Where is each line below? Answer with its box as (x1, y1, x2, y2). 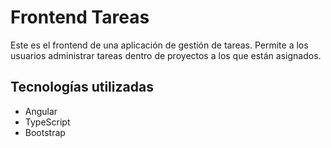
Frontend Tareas (10, 6, 150, 29)
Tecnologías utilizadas (10, 79, 154, 96)
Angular (24, 105, 58, 117)
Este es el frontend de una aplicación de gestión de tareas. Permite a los (10, 39, 309, 51)
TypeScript (24, 116, 71, 128)
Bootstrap (24, 126, 66, 138)
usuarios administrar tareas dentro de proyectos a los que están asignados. (10, 49, 322, 61)
